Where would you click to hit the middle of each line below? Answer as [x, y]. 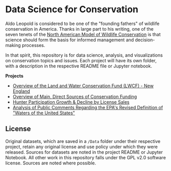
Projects [15, 76]
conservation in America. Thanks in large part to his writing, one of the [80, 29]
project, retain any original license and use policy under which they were [82, 146]
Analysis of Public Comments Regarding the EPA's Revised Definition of [88, 107]
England [21, 91]
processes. [33, 45]
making [13, 45]
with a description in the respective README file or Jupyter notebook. [79, 66]
